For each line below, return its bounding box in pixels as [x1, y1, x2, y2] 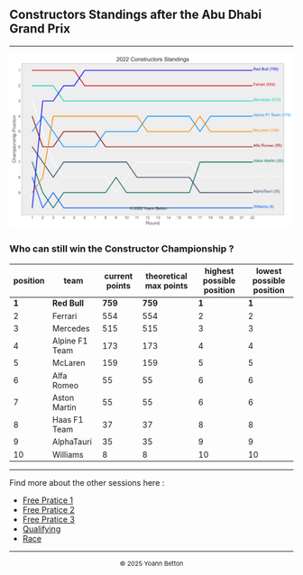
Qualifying [22, 524, 61, 534]
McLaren [52, 358, 86, 369]
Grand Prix [9, 22, 70, 37]
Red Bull [52, 297, 84, 309]
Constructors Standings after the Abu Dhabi [9, 7, 262, 23]
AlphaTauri [52, 436, 93, 447]
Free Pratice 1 [22, 495, 74, 506]
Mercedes [52, 323, 90, 333]
